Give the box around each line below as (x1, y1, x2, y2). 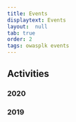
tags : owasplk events (7, 42, 70, 49)
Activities (7, 68, 50, 80)
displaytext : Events (7, 17, 67, 24)
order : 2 (7, 36, 32, 43)
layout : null (7, 23, 48, 30)
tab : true (7, 29, 36, 37)
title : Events (7, 10, 48, 17)
